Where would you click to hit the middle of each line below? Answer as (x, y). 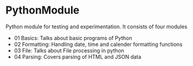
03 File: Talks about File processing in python (69, 50)
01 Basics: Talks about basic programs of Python (73, 38)
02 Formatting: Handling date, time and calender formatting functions (98, 44)
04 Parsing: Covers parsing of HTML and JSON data (78, 57)
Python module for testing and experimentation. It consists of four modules (96, 27)
